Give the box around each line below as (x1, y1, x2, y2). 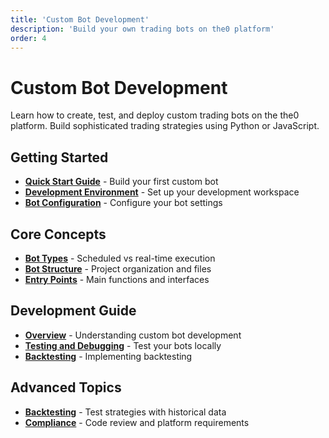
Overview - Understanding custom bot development (24, 329, 242, 341)
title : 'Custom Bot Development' (10, 14, 150, 25)
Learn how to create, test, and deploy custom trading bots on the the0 (10, 109, 300, 121)
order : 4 (10, 33, 47, 43)
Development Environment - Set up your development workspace (24, 186, 300, 198)
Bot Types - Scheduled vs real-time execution (24, 252, 216, 264)
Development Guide (10, 302, 137, 320)
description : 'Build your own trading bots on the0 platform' (10, 24, 275, 34)
